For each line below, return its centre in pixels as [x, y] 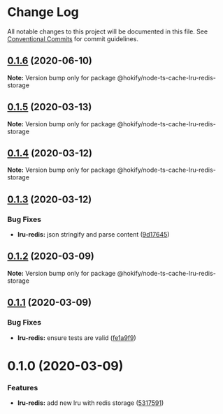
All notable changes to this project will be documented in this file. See [108, 31]
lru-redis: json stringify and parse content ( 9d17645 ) [93, 235]
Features [23, 387]
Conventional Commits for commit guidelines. [73, 38]
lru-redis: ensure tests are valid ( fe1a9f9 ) [77, 338]
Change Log [43, 12]
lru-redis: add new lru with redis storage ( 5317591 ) [91, 403]
